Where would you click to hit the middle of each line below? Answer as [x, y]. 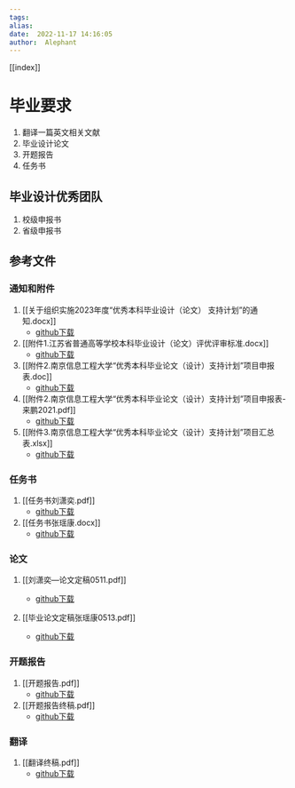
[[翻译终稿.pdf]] [50, 762]
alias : [21, 26]
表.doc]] [37, 376]
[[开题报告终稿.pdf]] [58, 705]
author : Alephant [43, 42]
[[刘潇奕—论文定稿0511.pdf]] [74, 580]
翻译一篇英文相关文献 [61, 132]
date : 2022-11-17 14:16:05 [61, 34]
